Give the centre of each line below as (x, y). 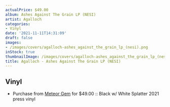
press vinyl (24, 99)
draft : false (19, 38)
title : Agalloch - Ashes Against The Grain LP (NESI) (63, 61)
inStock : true (20, 52)
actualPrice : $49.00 (27, 10)
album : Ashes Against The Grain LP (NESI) (51, 15)
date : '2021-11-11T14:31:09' (36, 33)
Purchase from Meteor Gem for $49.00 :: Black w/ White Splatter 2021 (86, 94)
